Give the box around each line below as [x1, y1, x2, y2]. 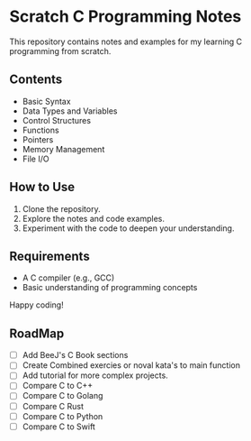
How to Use [9, 179, 76, 195]
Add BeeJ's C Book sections [22, 350, 129, 361]
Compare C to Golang [22, 390, 103, 401]
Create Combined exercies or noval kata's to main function [22, 360, 241, 371]
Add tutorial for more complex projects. [22, 370, 168, 381]
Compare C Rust [22, 400, 84, 411]
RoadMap [9, 326, 65, 341]
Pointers [22, 133, 54, 145]
